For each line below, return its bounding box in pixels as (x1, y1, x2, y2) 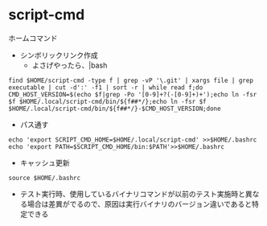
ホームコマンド (8, 33, 58, 43)
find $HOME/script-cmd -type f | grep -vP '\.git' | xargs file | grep (8, 76, 253, 84)
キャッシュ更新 (19, 158, 70, 167)
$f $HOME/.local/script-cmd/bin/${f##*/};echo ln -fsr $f (8, 97, 207, 105)
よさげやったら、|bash (31, 60, 108, 70)
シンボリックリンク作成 (19, 50, 98, 60)
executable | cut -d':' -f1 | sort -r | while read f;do (8, 83, 203, 92)
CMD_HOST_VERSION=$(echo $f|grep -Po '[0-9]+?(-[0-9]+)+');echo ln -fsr (8, 90, 257, 98)
